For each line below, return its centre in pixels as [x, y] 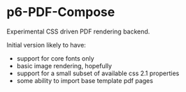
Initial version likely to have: [46, 45]
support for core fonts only [56, 58]
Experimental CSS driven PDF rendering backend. [78, 31]
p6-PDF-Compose [61, 12]
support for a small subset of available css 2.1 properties [98, 73]
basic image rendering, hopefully [64, 66]
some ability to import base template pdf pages [85, 80]
